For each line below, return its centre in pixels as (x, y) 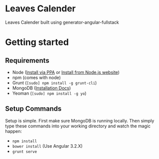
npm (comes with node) (36, 78)
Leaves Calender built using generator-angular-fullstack (62, 22)
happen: (14, 131)
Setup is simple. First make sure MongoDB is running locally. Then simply (80, 120)
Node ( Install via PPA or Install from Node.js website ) (66, 72)
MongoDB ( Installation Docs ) (41, 88)
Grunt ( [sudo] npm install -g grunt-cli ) (55, 82)
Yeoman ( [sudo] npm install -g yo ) (49, 93)
